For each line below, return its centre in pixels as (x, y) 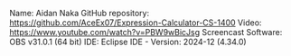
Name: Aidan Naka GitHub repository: (80, 13)
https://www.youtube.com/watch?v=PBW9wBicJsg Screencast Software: (146, 32)
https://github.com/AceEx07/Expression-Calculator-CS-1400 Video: (136, 23)
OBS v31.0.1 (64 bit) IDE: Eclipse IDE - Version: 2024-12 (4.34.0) (128, 42)
